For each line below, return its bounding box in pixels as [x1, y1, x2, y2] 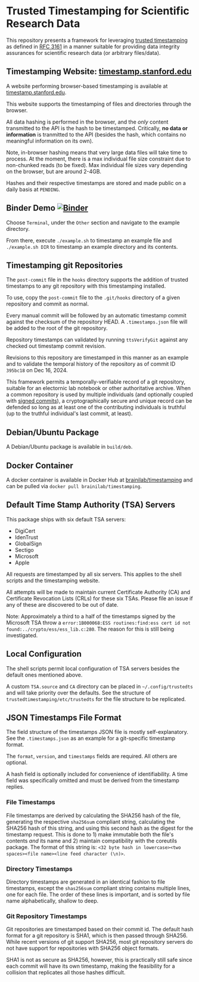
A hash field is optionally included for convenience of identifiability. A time [6, 771, 188, 778]
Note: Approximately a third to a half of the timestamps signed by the [6, 613, 176, 620]
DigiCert [14, 527, 36, 535]
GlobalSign [14, 540, 42, 547]
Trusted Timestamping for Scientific [6, 4, 189, 18]
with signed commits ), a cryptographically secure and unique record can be [6, 397, 192, 404]
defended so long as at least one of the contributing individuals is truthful [6, 404, 186, 411]
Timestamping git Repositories [6, 260, 123, 270]
